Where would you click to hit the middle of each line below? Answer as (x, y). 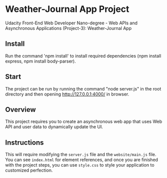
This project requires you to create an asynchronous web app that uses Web (84, 122)
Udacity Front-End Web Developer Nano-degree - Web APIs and (72, 23)
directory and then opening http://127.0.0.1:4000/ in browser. (67, 94)
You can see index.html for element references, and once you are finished (82, 160)
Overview (21, 110)
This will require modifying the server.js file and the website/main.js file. (81, 155)
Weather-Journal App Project (67, 9)
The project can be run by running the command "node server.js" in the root (83, 89)
